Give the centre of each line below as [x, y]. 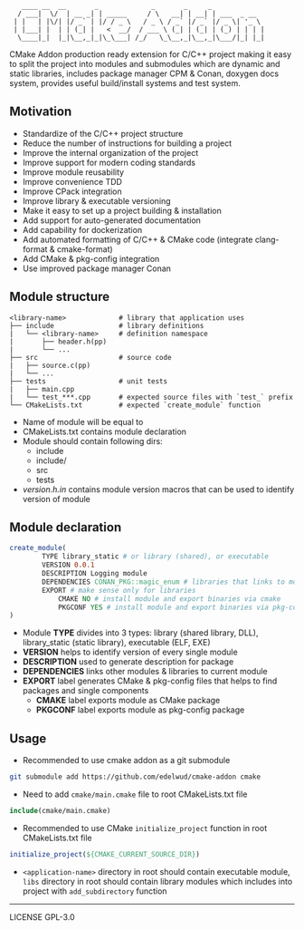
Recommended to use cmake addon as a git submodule [126, 760]
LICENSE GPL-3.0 [42, 916]
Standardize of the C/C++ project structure [103, 133]
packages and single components [85, 691]
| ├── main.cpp [42, 389]
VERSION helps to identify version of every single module [130, 652]
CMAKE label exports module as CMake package [128, 701]
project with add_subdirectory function [95, 891]
